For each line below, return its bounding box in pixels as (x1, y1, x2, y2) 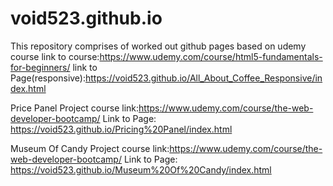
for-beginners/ (10, 61, 71, 73)
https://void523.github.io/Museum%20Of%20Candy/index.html (10, 163, 272, 176)
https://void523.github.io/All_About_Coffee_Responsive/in (85, 72, 323, 84)
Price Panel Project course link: (10, 102, 140, 114)
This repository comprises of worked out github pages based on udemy (10, 40, 307, 52)
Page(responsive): (10, 72, 87, 84)
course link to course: (10, 50, 100, 62)
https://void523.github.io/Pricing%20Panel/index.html (10, 123, 233, 135)
